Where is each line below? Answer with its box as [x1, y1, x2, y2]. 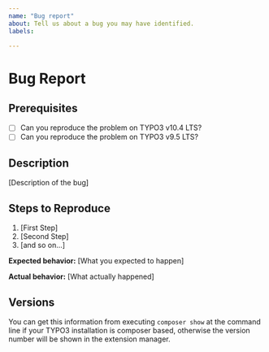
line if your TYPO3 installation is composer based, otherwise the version [8, 325, 250, 335]
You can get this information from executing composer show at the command [8, 316, 262, 326]
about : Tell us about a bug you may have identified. [8, 20, 195, 28]
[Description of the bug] [8, 178, 89, 188]
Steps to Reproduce [8, 201, 111, 215]
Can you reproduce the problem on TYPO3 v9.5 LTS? [20, 132, 199, 142]
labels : [8, 27, 35, 35]
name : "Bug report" [8, 11, 75, 20]
